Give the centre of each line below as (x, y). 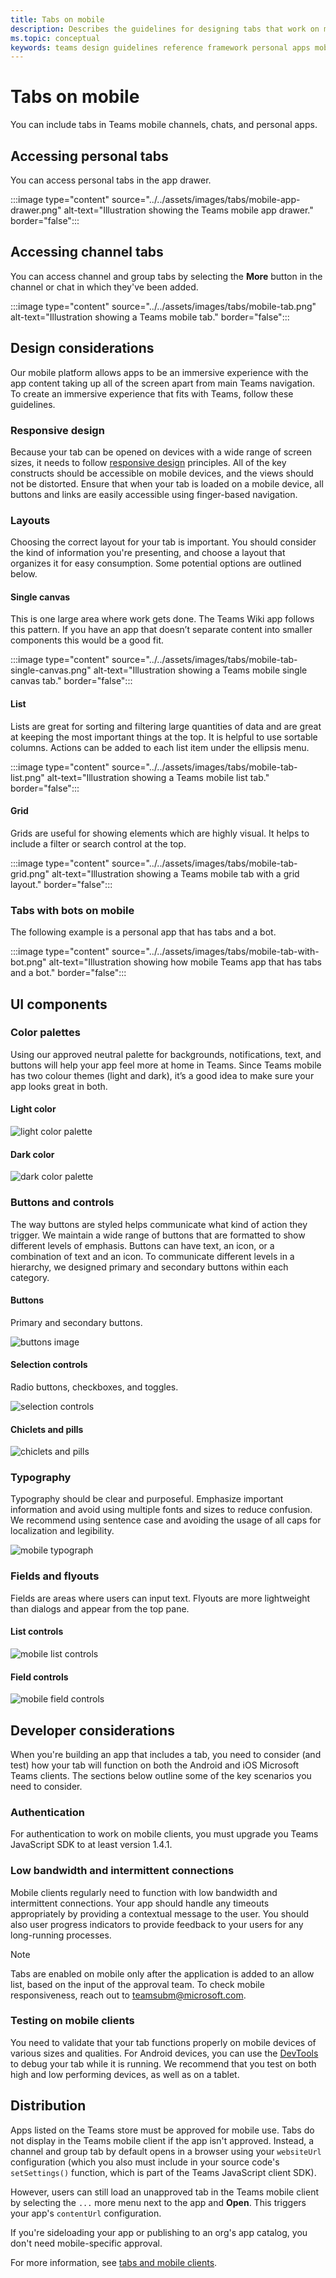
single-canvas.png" (51, 670)
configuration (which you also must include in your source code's (145, 2162)
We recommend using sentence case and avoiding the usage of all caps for (166, 1520)
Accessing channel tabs (87, 252)
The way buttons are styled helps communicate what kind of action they (159, 1224)
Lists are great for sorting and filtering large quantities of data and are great (166, 726)
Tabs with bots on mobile (72, 910)
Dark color (32, 1154)
